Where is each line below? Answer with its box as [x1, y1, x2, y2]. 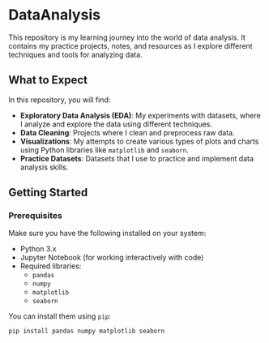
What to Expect [8, 73, 88, 87]
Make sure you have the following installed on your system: [8, 229, 207, 238]
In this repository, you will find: [8, 95, 111, 105]
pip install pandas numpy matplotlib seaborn [8, 327, 164, 336]
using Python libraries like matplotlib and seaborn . [19, 144, 189, 155]
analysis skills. [19, 162, 69, 172]
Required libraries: [19, 261, 82, 271]
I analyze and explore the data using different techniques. [19, 119, 213, 129]
